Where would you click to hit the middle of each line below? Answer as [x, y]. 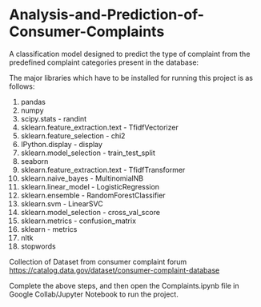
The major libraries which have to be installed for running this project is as [131, 78]
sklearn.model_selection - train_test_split [88, 153]
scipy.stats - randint [54, 118]
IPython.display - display [62, 144]
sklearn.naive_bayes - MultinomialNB [82, 178]
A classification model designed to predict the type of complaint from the [130, 54]
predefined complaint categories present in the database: [104, 62]
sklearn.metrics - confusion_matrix [78, 221]
